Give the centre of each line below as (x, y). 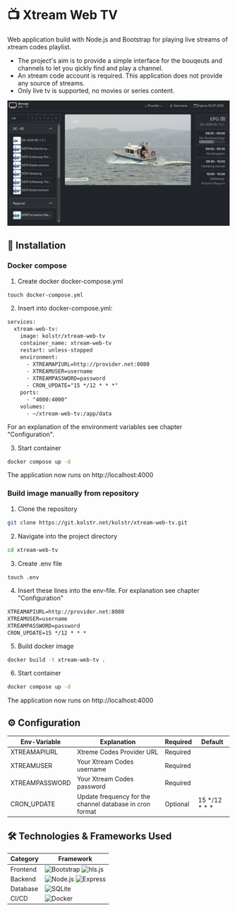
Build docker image (45, 646)
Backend (23, 879)
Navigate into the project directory (67, 536)
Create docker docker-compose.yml (70, 281)
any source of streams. (51, 83)
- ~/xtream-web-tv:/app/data (69, 414)
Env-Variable (41, 742)
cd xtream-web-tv (33, 550)
